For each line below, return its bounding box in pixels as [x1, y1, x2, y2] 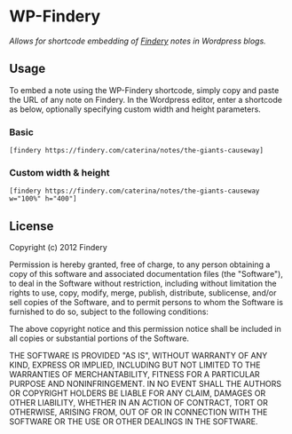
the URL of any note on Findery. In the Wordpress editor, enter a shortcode [9, 94, 282, 105]
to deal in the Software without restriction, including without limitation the [9, 278, 277, 289]
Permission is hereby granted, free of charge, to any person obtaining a [9, 259, 271, 270]
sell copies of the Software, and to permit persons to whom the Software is [9, 297, 284, 308]
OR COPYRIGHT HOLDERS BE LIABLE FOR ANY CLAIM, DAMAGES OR [9, 388, 266, 398]
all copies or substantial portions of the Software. [9, 333, 189, 343]
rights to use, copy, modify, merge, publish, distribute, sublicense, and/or [9, 288, 277, 298]
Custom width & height [9, 166, 110, 178]
